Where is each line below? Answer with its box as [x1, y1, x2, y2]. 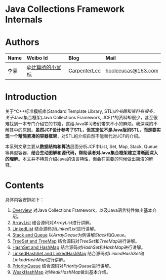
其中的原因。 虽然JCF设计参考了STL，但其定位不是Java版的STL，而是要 [9, 127, 157, 133]
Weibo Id [26, 54, 48, 61]
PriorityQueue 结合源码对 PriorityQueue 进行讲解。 [12, 263, 114, 269]
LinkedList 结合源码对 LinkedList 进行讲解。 [12, 226, 99, 232]
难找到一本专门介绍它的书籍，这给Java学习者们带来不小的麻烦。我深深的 [5, 121, 154, 127]
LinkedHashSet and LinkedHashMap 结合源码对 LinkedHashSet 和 [12, 251, 145, 256]
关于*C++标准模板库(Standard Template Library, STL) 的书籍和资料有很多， [5, 108, 158, 114]
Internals [5, 14, 43, 25]
